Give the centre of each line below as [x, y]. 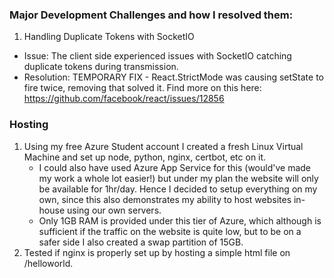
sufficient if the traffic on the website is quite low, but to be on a [170, 231]
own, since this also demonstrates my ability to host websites [165, 199]
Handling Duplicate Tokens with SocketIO [109, 37]
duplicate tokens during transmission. [101, 67]
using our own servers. [114, 210]
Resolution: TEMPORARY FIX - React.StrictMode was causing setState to [173, 77]
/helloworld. [48, 263]
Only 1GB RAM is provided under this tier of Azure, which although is [180, 220]
